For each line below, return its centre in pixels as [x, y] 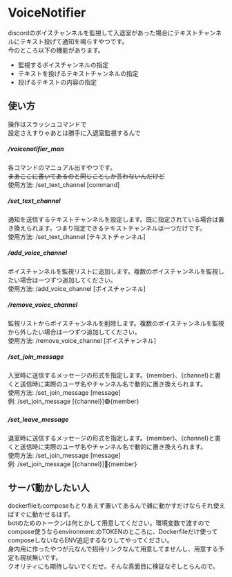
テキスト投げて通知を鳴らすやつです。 [74, 41]
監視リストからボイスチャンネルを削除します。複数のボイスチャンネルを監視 [116, 323]
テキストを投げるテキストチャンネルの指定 [78, 73]
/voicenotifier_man [36, 149]
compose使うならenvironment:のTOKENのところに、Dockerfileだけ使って [113, 532]
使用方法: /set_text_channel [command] [64, 184]
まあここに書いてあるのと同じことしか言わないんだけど [86, 176]
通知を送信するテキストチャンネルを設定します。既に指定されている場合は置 [116, 219]
